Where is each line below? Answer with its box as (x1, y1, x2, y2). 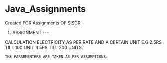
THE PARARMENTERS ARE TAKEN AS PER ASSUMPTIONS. (5, 54, 108, 59)
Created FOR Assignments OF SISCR (5, 20, 81, 26)
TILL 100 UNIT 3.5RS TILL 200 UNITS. (5, 44, 83, 50)
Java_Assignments (5, 3, 86, 15)
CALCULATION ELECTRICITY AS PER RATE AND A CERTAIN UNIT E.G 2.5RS (5, 39, 162, 45)
